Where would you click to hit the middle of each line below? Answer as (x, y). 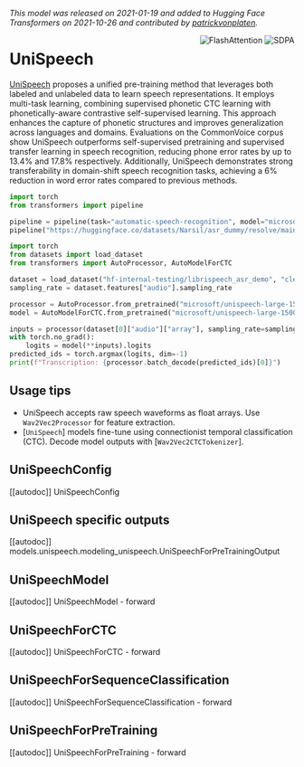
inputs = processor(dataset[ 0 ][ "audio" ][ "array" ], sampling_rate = (137, 329)
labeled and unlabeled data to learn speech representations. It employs (142, 93)
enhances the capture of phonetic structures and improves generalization (147, 122)
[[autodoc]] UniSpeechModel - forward (82, 601)
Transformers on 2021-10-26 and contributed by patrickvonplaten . (133, 23)
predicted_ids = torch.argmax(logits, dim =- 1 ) (99, 355)
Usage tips (40, 391)
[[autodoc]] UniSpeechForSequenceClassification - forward (121, 702)
